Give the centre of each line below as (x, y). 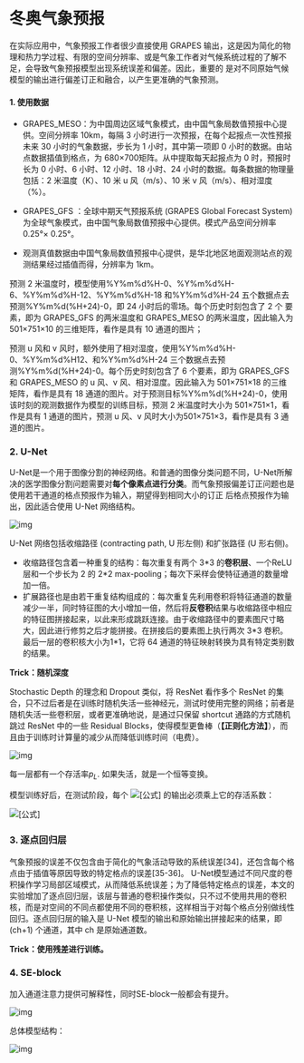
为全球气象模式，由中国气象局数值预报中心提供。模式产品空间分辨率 (149, 222)
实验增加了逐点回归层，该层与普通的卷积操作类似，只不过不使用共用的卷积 (148, 895)
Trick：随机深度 (39, 673)
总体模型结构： (37, 1030)
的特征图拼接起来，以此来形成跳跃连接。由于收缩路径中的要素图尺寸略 (153, 619)
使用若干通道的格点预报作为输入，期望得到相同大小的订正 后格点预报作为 (145, 495)
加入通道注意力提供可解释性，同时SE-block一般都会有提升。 (121, 993)
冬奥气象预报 (57, 19)
